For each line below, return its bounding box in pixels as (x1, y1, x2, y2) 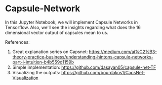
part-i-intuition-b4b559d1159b (12, 59, 74, 65)
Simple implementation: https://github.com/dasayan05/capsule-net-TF (12, 64, 157, 70)
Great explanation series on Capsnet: (12, 49, 88, 55)
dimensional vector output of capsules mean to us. (5, 29, 109, 35)
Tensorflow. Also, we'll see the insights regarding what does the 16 (5, 24, 141, 30)
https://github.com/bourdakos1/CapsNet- (61, 69, 146, 75)
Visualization (12, 75, 39, 81)
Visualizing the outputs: (12, 69, 61, 75)
